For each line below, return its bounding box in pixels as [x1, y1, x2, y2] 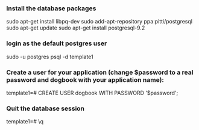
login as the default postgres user [6, 39, 107, 48]
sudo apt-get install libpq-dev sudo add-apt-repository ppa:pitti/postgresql [6, 18, 193, 25]
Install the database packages [6, 4, 96, 13]
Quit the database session [6, 104, 85, 113]
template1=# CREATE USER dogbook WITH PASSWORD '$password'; [6, 89, 178, 96]
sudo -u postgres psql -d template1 [6, 53, 93, 60]
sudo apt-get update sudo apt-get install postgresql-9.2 [6, 24, 145, 31]
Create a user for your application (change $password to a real [6, 68, 194, 76]
